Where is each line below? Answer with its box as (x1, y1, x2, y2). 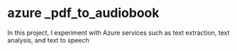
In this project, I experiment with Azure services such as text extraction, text (7, 28, 230, 37)
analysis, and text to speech (7, 35, 90, 44)
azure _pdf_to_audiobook (7, 5, 160, 21)
